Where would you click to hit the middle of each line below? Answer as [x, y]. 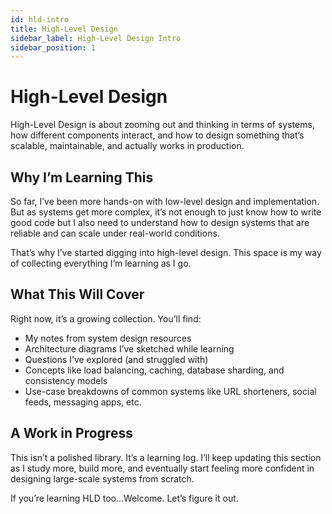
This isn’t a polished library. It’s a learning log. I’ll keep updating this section [166, 457]
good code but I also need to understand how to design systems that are [160, 222]
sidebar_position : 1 [53, 47]
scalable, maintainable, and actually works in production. [127, 146]
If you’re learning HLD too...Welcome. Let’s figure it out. [124, 498]
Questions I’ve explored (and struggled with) [116, 359]
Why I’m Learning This [82, 177]
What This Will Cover [77, 294]
